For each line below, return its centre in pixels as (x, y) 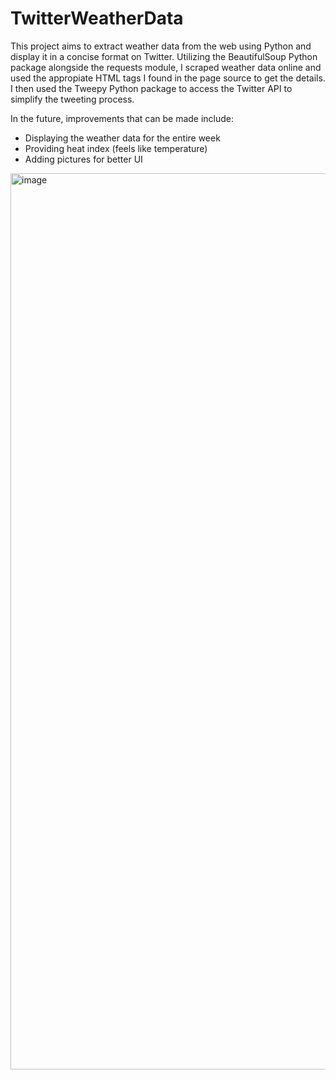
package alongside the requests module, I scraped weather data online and (166, 67)
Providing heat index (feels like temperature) (116, 148)
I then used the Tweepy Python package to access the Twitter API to (151, 88)
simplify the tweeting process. (72, 99)
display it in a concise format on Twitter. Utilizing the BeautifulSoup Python (164, 56)
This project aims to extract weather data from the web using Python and (161, 46)
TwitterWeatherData (97, 18)
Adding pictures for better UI (83, 159)
